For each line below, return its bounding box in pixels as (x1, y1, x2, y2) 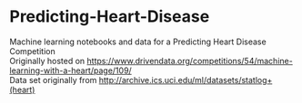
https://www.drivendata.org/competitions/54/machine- (86, 55, 293, 66)
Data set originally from (9, 74, 97, 85)
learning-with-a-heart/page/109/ (9, 65, 132, 76)
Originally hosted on (9, 55, 86, 66)
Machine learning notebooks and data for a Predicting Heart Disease (9, 36, 267, 47)
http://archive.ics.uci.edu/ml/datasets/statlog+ (98, 74, 273, 85)
